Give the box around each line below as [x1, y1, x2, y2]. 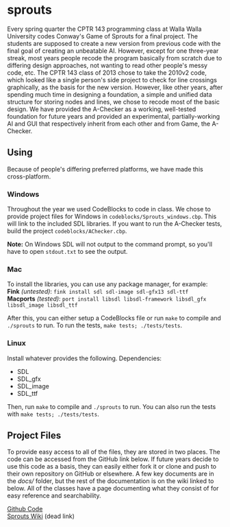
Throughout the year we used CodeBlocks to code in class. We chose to [7, 205, 211, 213]
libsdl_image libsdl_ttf [7, 302, 78, 309]
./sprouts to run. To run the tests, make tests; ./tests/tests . [7, 321, 183, 329]
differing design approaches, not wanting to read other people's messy [7, 61, 207, 69]
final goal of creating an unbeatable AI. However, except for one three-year [7, 47, 219, 55]
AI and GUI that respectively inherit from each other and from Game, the [7, 119, 211, 128]
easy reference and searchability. [7, 491, 101, 500]
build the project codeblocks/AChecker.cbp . [7, 227, 127, 235]
